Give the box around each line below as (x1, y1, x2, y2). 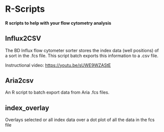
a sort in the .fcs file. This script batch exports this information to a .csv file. (5, 53, 159, 59)
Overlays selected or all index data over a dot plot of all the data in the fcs (5, 117, 155, 123)
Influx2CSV (5, 34, 41, 43)
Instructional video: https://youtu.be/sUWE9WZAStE (5, 62, 111, 68)
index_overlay (5, 103, 49, 112)
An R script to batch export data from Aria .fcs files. (5, 90, 110, 96)
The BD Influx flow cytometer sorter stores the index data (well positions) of (5, 47, 159, 53)
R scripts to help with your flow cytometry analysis (5, 20, 112, 26)
